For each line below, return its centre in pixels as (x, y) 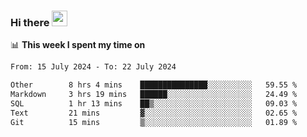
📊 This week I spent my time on (78, 45)
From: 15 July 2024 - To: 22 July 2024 (93, 67)
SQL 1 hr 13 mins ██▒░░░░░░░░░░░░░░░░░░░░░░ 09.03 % (154, 103)
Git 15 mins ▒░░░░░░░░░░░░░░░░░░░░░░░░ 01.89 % (154, 122)
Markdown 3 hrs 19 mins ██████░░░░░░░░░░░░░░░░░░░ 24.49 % (154, 95)
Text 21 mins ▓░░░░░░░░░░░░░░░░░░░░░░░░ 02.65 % (154, 113)
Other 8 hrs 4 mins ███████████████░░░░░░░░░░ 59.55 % (154, 85)
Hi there (30, 22)
